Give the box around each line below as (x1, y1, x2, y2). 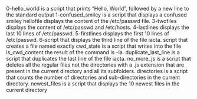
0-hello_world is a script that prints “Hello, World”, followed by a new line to (6, 5, 189, 12)
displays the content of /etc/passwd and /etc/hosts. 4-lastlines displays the (6, 24, 190, 31)
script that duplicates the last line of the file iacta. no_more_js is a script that (6, 55, 192, 62)
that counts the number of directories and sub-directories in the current (6, 74, 180, 81)
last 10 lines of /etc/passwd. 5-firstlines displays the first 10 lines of (6, 30, 170, 37)
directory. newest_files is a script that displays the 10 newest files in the (6, 80, 180, 87)
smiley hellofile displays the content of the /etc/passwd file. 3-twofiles (6, 18, 177, 24)
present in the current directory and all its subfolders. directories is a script (6, 68, 188, 74)
